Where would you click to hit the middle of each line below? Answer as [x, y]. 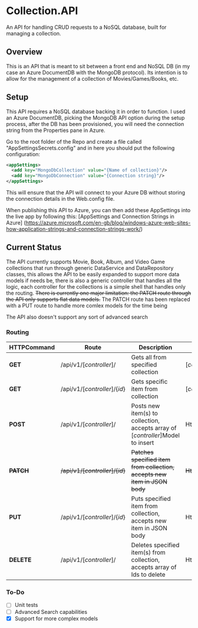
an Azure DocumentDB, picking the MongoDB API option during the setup [95, 118]
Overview [24, 52]
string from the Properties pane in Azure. [56, 130]
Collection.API [42, 11]
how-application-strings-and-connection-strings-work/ [74, 229]
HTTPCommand [32, 348]
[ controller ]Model [155, 435]
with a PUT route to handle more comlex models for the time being [87, 305]
